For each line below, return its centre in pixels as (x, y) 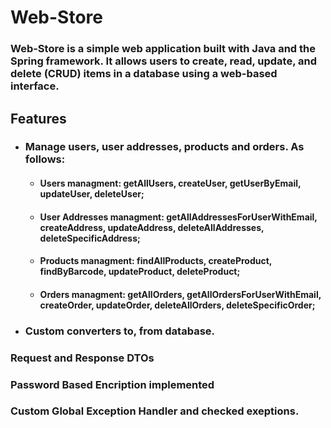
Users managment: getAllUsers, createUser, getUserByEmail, (170, 183)
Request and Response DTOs (82, 358)
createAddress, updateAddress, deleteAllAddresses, (152, 227)
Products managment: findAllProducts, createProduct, (156, 261)
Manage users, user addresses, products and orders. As (164, 147)
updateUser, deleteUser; (92, 194)
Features (38, 118)
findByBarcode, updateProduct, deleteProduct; (140, 272)
